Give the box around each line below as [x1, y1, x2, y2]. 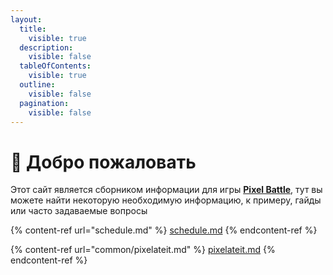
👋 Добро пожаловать [10, 151, 197, 173]
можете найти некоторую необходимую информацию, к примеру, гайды [10, 194, 322, 206]
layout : [10, 14, 43, 25]
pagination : [19, 98, 70, 108]
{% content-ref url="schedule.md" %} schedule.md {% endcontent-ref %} [10, 224, 318, 236]
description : [19, 42, 74, 53]
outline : [19, 80, 56, 90]
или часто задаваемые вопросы [10, 205, 148, 217]
